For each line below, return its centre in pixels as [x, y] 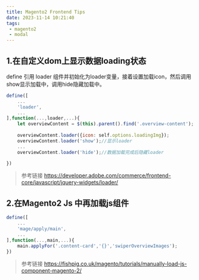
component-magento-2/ [51, 271]
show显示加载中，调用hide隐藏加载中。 [56, 84]
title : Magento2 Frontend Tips [46, 12]
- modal [19, 35]
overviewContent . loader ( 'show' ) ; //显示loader [75, 141]
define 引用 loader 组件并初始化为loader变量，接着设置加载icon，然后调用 [99, 76]
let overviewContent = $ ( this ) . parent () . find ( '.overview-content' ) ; [106, 124]
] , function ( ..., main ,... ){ [40, 240]
